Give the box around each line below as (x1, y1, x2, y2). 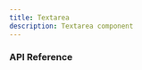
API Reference (9, 51, 73, 64)
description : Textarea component (9, 22, 134, 31)
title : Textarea (9, 13, 70, 22)
